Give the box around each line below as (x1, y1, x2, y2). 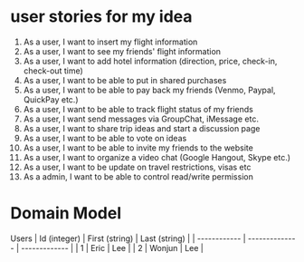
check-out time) (23, 65, 84, 76)
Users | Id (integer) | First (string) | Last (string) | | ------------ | (10, 233, 247, 244)
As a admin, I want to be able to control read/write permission (23, 170, 254, 182)
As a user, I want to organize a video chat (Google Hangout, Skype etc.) (23, 151, 291, 162)
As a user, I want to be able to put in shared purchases (23, 74, 227, 85)
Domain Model (10, 203, 122, 224)
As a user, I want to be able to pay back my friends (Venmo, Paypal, (23, 84, 276, 95)
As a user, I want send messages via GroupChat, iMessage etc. (23, 113, 259, 124)
